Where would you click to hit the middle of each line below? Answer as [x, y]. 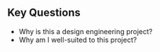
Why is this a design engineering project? [85, 31]
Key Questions [44, 13]
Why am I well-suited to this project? [78, 40]
